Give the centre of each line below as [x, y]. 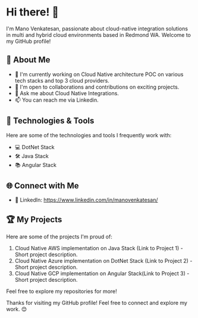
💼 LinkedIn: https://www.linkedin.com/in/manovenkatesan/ [87, 200]
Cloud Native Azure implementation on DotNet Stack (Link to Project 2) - [103, 261]
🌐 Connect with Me [43, 186]
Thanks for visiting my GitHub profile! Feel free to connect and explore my [97, 303]
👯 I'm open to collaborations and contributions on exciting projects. [97, 87]
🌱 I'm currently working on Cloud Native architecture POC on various [99, 74]
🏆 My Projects [34, 219]
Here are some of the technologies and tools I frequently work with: [89, 135]
